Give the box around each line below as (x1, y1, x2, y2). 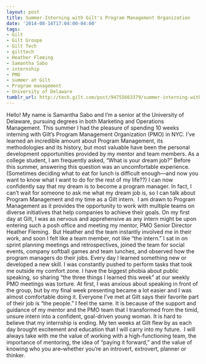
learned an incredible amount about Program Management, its (6, 137, 164, 144)
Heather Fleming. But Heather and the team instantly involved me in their (6, 228, 192, 236)
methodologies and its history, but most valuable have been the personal (6, 143, 190, 150)
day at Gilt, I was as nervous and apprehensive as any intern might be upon (6, 215, 197, 222)
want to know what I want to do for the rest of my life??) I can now (6, 176, 174, 184)
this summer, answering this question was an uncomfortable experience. (6, 163, 190, 170)
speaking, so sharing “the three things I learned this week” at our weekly (6, 273, 190, 281)
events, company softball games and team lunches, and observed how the (6, 247, 195, 254)
